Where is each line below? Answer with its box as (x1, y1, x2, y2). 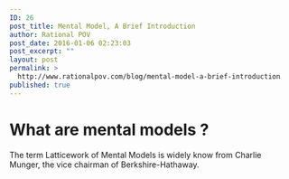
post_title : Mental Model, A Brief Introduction (9, 22, 196, 31)
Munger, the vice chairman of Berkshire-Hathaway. (9, 159, 200, 170)
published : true (9, 80, 70, 89)
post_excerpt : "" (9, 47, 75, 56)
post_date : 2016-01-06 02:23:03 (9, 38, 131, 48)
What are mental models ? (9, 119, 210, 140)
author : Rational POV (9, 30, 91, 39)
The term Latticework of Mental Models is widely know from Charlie (9, 149, 262, 160)
